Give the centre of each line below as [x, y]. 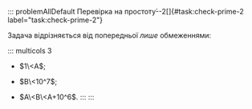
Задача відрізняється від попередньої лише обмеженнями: [110, 35]
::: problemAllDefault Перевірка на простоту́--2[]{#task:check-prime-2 [126, 12]
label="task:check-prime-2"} [55, 20]
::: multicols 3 [30, 51]
